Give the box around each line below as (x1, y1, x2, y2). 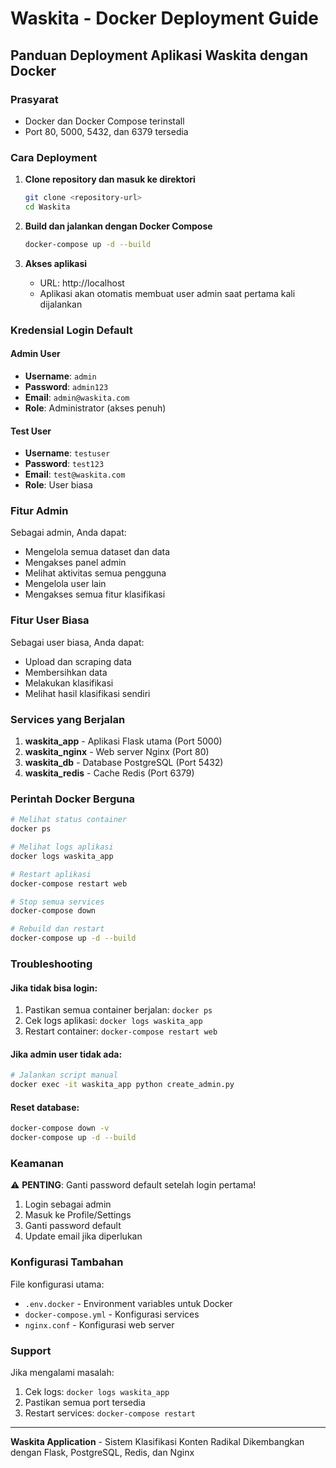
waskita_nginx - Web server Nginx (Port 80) (24, 746, 210, 758)
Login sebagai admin (24, 1198, 112, 1211)
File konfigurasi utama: (10, 1278, 105, 1290)
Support (10, 1343, 52, 1357)
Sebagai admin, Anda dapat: (10, 527, 127, 539)
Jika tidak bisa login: (10, 982, 98, 994)
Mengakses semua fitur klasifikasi (24, 588, 166, 601)
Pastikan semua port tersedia (24, 1396, 146, 1408)
